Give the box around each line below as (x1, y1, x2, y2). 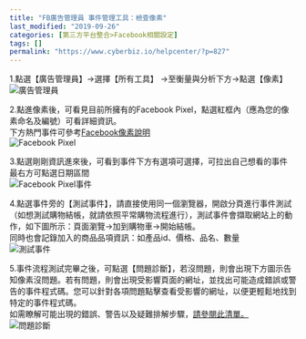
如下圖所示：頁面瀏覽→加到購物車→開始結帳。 (25, 221, 200, 232)
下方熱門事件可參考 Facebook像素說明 (9, 127, 150, 138)
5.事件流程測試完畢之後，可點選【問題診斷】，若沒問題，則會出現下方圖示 (9, 263, 284, 274)
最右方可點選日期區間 (9, 168, 89, 179)
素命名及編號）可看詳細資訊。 (9, 116, 121, 127)
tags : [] (9, 38, 43, 48)
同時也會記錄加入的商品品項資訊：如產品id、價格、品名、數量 (9, 232, 240, 243)
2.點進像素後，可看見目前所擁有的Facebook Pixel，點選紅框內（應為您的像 (9, 104, 290, 115)
